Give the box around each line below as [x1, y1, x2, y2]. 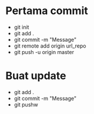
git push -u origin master [14, 48, 75, 55]
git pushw [14, 101, 39, 108]
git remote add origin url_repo [14, 42, 86, 49]
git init [14, 24, 29, 31]
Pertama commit [5, 4, 89, 18]
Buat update [5, 69, 66, 83]
